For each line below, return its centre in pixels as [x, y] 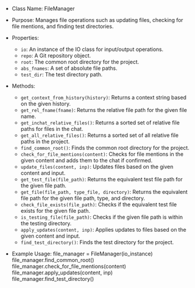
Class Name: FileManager [43, 9]
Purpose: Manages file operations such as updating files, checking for [97, 20]
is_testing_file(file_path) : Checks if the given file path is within [102, 217]
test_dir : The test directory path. [61, 74]
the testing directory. [46, 223]
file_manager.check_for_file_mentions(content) [69, 266]
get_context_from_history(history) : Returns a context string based [103, 97]
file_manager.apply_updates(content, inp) [62, 273]
